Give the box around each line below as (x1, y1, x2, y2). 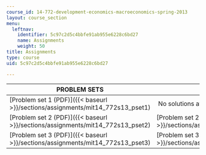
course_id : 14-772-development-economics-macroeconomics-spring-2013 (6, 9, 188, 15)
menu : (6, 20, 20, 26)
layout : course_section (6, 15, 67, 21)
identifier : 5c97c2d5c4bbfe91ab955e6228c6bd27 (17, 32, 139, 38)
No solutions (158, 99, 194, 108)
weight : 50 (17, 43, 45, 50)
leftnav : (12, 26, 34, 32)
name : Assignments (17, 37, 64, 43)
